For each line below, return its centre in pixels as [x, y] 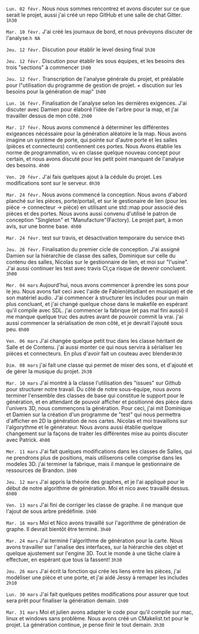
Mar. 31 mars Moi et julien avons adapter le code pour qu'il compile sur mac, [100, 612]
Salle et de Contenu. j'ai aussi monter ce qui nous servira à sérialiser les [94, 347]
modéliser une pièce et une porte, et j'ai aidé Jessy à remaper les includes [97, 577]
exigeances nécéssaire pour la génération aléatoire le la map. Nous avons [97, 134]
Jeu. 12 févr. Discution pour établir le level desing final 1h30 [81, 49]
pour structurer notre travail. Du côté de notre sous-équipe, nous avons [94, 389]
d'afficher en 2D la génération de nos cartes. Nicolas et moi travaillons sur [97, 421]
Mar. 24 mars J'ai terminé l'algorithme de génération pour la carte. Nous [94, 541]
